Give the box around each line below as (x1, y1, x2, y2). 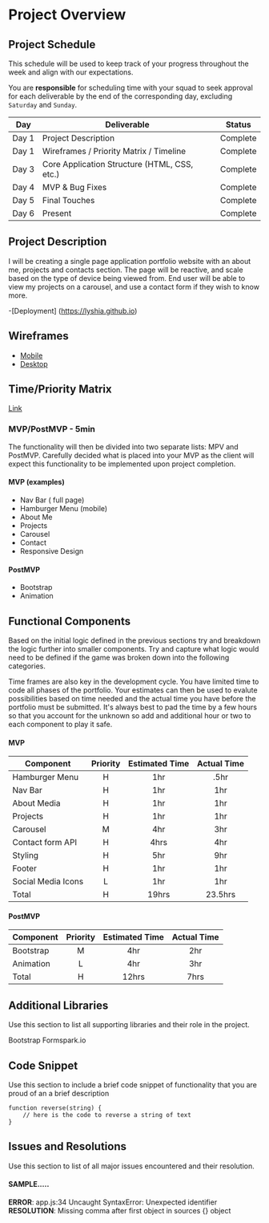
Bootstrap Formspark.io (8, 1035, 86, 1045)
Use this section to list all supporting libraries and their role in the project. (8, 1020, 250, 1030)
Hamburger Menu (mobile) (19, 503, 108, 513)
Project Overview (8, 6, 126, 24)
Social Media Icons (12, 876, 84, 888)
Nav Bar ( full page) (19, 495, 85, 505)
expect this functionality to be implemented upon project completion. (8, 459, 236, 469)
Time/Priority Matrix (8, 383, 112, 396)
